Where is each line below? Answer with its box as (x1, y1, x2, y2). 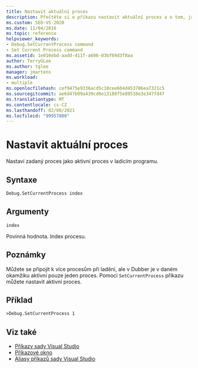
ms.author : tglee (6, 63, 49, 70)
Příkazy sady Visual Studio (14, 343, 80, 350)
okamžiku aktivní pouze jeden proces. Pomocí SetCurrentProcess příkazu (6, 272, 184, 279)
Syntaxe (6, 175, 37, 185)
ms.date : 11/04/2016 (6, 25, 57, 31)
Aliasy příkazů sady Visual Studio (14, 355, 95, 362)
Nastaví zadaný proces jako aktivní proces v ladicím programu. (6, 157, 159, 165)
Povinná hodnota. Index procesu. (6, 232, 87, 239)
